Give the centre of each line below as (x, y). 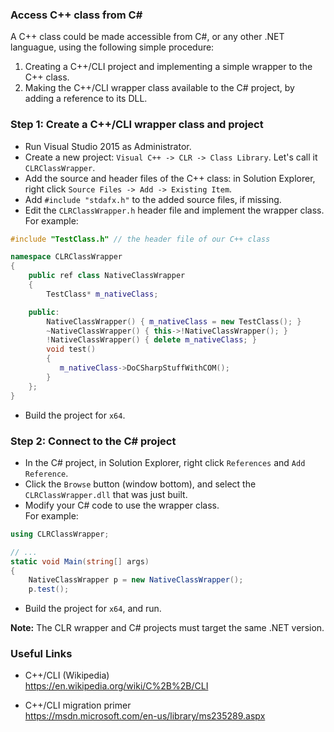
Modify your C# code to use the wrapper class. (122, 505)
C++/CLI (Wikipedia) (67, 675)
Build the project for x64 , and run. (93, 609)
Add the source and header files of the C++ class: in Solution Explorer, (170, 178)
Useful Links (41, 654)
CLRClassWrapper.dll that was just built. (106, 494)
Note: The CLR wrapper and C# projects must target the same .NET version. (167, 628)
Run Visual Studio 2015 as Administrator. (108, 146)
